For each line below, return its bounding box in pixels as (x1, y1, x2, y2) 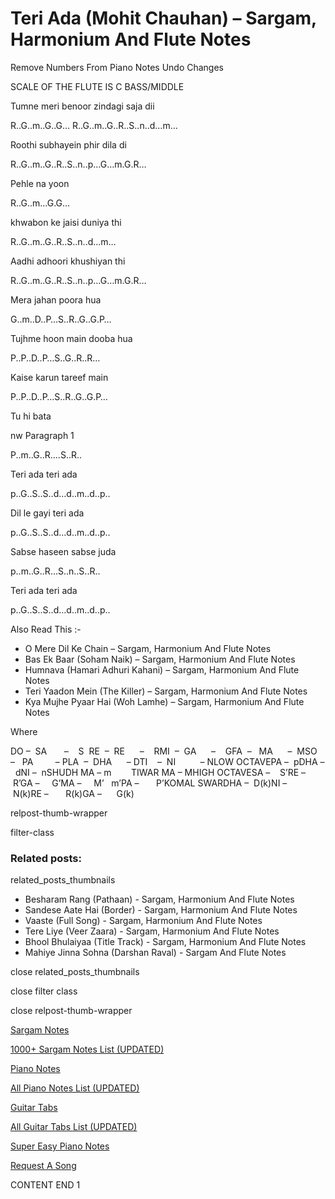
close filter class (10, 985, 78, 997)
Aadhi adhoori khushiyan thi (10, 255, 126, 267)
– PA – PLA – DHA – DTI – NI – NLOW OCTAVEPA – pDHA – (10, 755, 325, 767)
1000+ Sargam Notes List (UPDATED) (10, 1043, 165, 1056)
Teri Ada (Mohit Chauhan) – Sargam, (10, 7, 317, 30)
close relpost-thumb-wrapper (10, 1005, 133, 1017)
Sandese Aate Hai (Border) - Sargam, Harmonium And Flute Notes (24, 904, 298, 916)
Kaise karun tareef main (10, 371, 109, 383)
